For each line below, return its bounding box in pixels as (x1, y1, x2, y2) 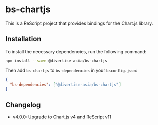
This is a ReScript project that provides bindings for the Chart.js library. (5, 20, 153, 26)
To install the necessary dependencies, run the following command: (5, 48, 147, 54)
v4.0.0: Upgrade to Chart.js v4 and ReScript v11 (12, 114, 111, 120)
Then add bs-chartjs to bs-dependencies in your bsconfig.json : (5, 67, 138, 73)
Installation (5, 35, 42, 44)
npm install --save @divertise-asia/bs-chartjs (5, 58, 108, 63)
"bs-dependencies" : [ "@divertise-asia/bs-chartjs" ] (10, 82, 122, 87)
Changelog (5, 100, 41, 109)
